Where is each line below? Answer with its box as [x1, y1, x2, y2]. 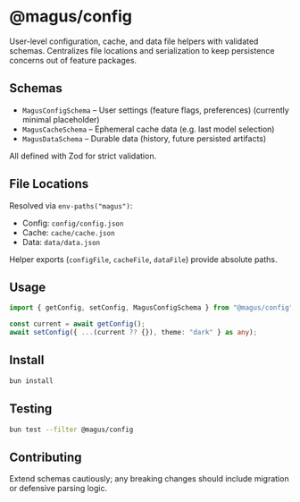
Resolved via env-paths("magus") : [9, 200, 133, 211]
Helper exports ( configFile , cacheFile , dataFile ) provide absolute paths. [9, 253, 279, 265]
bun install [9, 376, 54, 386]
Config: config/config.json [21, 217, 124, 228]
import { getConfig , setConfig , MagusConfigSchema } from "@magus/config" [9, 303, 294, 312]
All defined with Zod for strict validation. [9, 150, 157, 161]
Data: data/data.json [21, 236, 101, 247]
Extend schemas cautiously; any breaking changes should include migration [9, 473, 289, 484]
